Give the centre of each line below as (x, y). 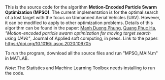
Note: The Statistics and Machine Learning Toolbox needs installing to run (80, 68)
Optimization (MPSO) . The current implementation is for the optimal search (82, 12)
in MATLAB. (17, 58)
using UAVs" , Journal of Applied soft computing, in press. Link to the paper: (82, 38)
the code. (15, 73)
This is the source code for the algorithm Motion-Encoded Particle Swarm (81, 7)
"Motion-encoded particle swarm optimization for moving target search (78, 33)
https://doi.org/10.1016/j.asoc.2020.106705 (48, 43)
